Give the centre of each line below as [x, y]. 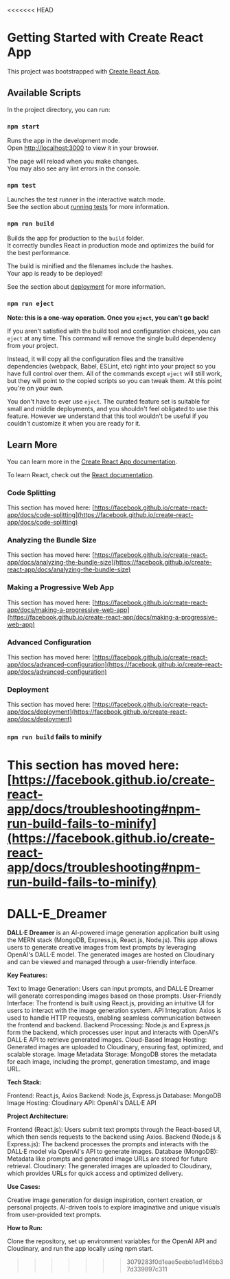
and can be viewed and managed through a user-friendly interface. [102, 962]
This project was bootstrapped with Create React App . [84, 71]
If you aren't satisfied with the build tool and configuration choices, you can [114, 331]
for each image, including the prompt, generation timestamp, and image [109, 1062]
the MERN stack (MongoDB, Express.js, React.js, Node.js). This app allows [112, 940]
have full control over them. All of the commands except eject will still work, [115, 373]
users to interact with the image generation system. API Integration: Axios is [114, 1011]
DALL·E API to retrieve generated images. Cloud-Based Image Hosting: [107, 1040]
